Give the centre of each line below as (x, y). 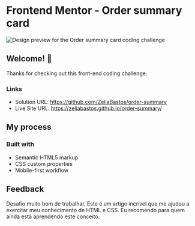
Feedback (25, 189)
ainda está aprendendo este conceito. (53, 216)
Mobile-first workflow (42, 170)
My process (29, 127)
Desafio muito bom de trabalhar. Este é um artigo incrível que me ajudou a (98, 203)
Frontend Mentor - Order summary (94, 11)
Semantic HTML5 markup (46, 157)
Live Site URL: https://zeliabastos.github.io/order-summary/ (88, 108)
